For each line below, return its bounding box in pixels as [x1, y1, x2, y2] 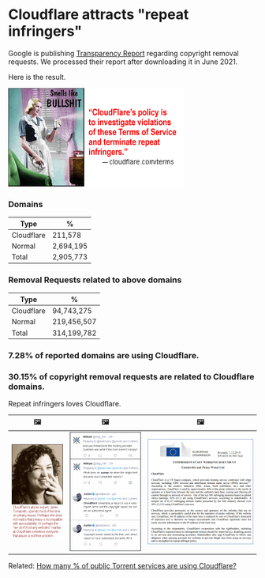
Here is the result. [8, 72, 66, 81]
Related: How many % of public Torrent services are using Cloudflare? [8, 561, 237, 571]
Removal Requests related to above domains [8, 274, 182, 285]
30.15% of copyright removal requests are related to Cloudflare [8, 371, 255, 382]
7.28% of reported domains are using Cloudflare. [8, 349, 200, 361]
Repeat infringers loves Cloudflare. [8, 399, 121, 409]
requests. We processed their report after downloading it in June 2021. [8, 57, 238, 66]
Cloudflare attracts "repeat [8, 6, 189, 24]
